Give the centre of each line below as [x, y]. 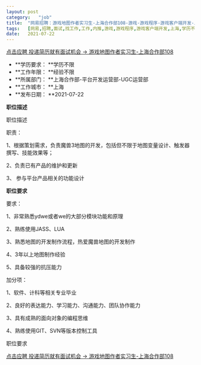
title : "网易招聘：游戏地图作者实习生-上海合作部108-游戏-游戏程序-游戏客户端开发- [100, 23]
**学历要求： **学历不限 [45, 65]
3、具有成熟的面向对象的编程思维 [47, 318]
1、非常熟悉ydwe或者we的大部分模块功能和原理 [65, 217]
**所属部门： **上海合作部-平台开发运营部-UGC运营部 [81, 80]
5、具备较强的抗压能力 [34, 267]
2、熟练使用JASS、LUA [35, 229]
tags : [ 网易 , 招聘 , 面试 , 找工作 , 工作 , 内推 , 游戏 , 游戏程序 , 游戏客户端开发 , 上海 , [94, 28]
